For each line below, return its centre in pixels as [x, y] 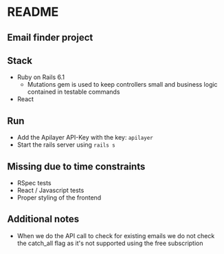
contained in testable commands [74, 92]
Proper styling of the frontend [59, 198]
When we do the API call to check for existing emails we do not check [116, 235]
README [33, 12]
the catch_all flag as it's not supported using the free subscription [110, 243]
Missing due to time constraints [76, 166]
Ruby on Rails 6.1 [41, 77]
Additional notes [43, 219]
